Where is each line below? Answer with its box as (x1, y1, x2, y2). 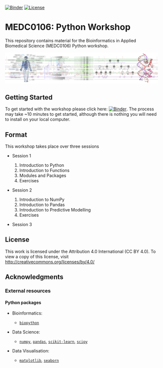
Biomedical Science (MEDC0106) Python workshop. (5, 43, 109, 49)
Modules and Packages (19, 173, 66, 178)
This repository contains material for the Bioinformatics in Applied (5, 37, 136, 43)
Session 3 (12, 221, 33, 227)
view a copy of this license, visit (5, 253, 69, 260)
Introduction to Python (19, 162, 65, 168)
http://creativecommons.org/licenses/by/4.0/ (5, 259, 95, 264)
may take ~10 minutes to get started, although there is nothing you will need (5, 111, 157, 117)
